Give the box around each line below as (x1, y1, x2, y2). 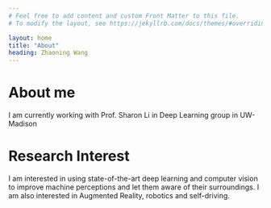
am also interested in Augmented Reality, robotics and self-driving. (8, 191, 230, 200)
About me (8, 84, 76, 102)
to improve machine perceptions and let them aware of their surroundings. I (8, 182, 260, 192)
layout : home (8, 34, 52, 42)
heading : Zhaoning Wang (8, 49, 89, 57)
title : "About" (8, 41, 60, 49)
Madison (8, 119, 38, 129)
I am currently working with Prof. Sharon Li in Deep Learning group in (8, 110, 239, 120)
